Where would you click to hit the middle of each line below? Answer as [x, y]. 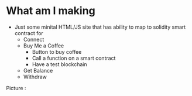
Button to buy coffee [57, 52]
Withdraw [35, 77]
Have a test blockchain [59, 64]
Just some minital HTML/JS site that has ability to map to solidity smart [100, 27]
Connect [34, 39]
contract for [29, 33]
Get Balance [38, 70]
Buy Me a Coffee [44, 46]
